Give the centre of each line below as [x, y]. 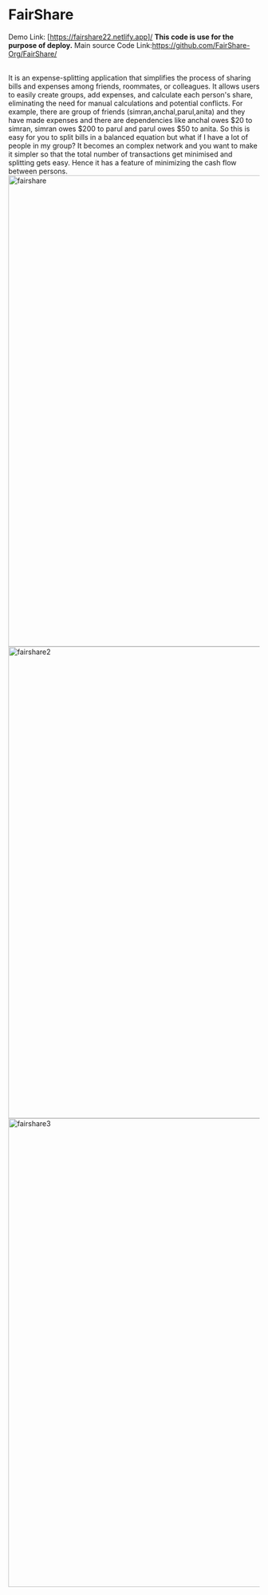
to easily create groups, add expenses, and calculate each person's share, [131, 94]
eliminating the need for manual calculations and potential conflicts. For [126, 103]
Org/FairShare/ [33, 54]
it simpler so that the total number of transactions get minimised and [120, 154]
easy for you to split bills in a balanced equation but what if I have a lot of [128, 137]
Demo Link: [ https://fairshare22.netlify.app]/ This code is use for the [121, 37]
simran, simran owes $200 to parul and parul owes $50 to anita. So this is [129, 129]
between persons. [38, 171]
